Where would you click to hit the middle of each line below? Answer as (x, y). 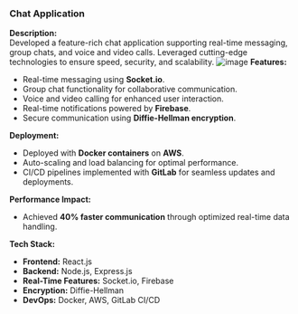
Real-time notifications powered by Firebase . (107, 109)
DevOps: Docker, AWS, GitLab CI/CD (91, 300)
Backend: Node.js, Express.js (77, 271)
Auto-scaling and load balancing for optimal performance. (130, 163)
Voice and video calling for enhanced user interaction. (123, 99)
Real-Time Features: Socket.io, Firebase (98, 281)
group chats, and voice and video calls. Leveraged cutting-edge (129, 52)
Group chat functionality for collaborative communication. (130, 90)
